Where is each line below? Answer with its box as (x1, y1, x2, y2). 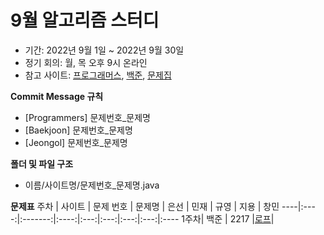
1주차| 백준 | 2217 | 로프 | (181, 212, 275, 225)
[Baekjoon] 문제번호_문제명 (24, 124, 133, 136)
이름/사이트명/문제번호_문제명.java (24, 179, 160, 191)
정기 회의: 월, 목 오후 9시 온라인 (24, 56, 148, 68)
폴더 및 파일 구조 (10, 157, 74, 170)
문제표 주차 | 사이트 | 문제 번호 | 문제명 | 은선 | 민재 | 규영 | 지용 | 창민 (10, 200, 280, 212)
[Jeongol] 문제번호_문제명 (24, 136, 128, 148)
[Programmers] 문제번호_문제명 (24, 111, 151, 123)
